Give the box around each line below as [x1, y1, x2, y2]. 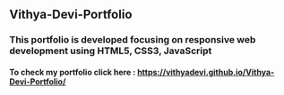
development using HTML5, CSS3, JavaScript [9, 44, 212, 57]
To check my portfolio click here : [9, 67, 136, 77]
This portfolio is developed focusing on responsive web [9, 34, 256, 46]
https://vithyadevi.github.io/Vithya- [137, 67, 275, 77]
